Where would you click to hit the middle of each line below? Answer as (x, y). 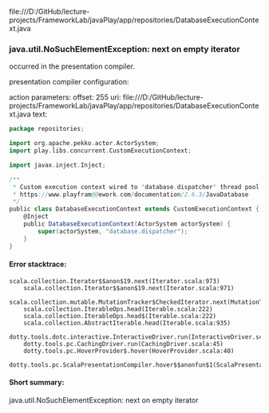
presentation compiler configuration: (69, 82)
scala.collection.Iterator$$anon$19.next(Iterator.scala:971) (129, 288)
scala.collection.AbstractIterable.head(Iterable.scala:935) (127, 323)
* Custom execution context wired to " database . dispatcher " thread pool (136, 187)
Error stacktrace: (38, 264)
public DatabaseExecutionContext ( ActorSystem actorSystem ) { (127, 224)
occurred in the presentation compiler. (72, 66)
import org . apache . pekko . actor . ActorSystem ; (84, 144)
